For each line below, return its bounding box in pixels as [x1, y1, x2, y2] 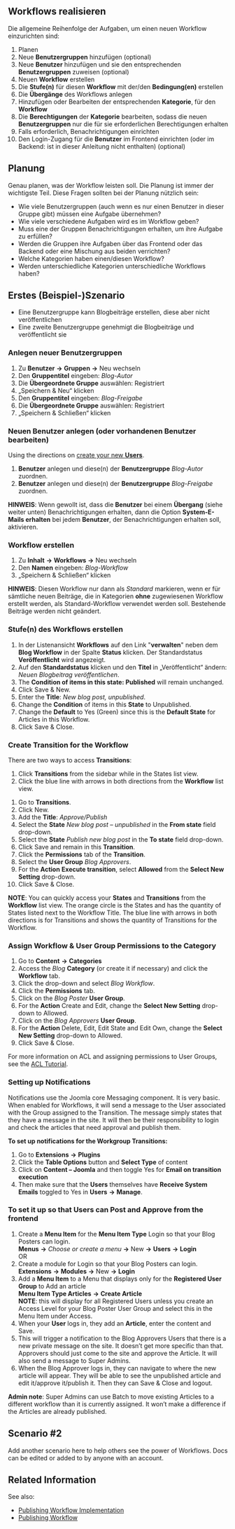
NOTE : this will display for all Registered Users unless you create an [17, 1297, 214, 1305]
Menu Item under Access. [17, 1312, 93, 1320]
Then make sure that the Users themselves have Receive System [17, 1180, 208, 1188]
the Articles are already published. [8, 1407, 107, 1415]
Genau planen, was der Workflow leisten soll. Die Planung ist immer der [8, 181, 214, 189]
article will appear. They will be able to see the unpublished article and [17, 1371, 221, 1380]
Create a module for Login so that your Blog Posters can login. [17, 1259, 198, 1268]
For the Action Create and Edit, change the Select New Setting [17, 1002, 201, 1010]
